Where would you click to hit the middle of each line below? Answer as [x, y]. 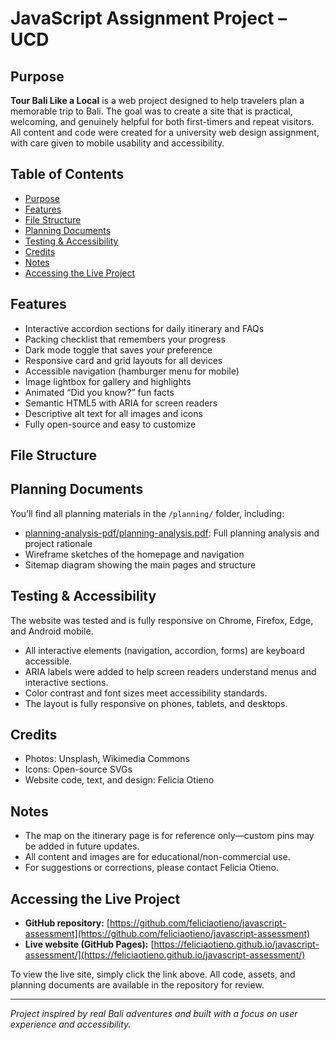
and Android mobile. [52, 631]
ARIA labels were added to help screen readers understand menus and [170, 671]
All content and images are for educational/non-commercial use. [157, 857]
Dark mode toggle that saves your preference [118, 349]
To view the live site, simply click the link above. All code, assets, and [153, 974]
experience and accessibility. [71, 1024]
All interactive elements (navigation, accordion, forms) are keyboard [164, 650]
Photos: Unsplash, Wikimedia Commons [107, 759]
